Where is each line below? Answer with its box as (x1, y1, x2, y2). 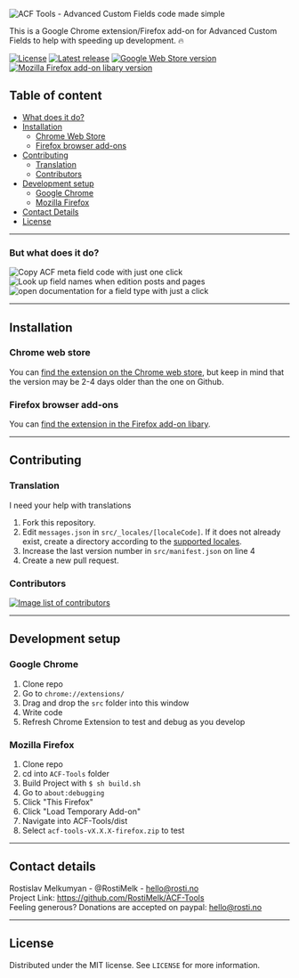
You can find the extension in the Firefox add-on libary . (9, 419, 211, 429)
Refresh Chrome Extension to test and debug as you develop (21, 716, 246, 727)
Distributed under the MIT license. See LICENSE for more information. (9, 959, 261, 970)
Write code (21, 706, 63, 717)
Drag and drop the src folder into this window (21, 697, 190, 708)
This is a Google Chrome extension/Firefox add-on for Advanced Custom (9, 26, 278, 36)
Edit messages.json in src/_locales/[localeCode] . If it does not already (21, 526, 281, 537)
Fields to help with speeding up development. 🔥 (9, 36, 184, 45)
